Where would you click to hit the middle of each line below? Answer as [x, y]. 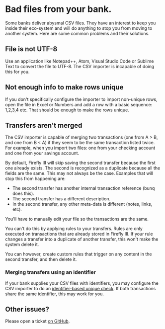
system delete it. [22, 245]
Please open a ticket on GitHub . [38, 321]
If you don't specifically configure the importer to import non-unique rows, [81, 99]
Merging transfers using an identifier [50, 272]
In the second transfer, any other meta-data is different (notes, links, [82, 204]
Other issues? [27, 309]
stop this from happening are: [36, 179]
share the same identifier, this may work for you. [55, 294]
